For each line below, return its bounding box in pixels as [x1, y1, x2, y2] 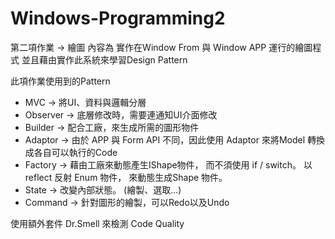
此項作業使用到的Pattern [10, 75, 111, 87]
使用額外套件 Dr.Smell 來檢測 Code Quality [10, 217, 185, 229]
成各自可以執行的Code [24, 146, 118, 158]
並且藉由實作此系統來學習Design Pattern [21, 53, 188, 66]
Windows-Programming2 [10, 7, 226, 30]
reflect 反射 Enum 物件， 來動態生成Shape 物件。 [24, 171, 228, 183]
